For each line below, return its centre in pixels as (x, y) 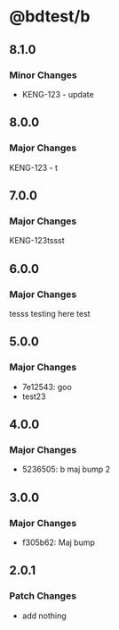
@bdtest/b (50, 17)
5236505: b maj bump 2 (66, 469)
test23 (34, 396)
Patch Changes (43, 596)
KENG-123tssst (37, 241)
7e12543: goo (47, 387)
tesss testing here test (50, 313)
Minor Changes (43, 75)
